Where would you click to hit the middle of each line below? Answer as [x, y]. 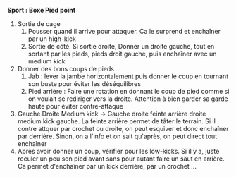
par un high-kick [52, 39]
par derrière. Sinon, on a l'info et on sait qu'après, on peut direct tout [117, 136]
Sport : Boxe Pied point [42, 10]
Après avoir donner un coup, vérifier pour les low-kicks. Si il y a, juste [118, 151]
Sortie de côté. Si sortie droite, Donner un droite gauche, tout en [121, 46]
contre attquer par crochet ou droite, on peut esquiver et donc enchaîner [123, 129]
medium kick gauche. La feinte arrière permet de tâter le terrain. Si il [117, 121]
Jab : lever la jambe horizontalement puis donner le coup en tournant [128, 76]
